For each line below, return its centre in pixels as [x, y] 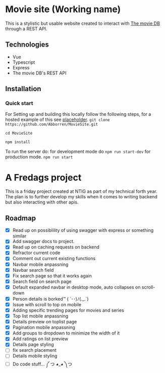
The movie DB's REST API [39, 73]
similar [19, 236]
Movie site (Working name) [63, 9]
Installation [23, 89]
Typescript [24, 62]
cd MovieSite [19, 133]
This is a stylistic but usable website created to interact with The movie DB [83, 23]
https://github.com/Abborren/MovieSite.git [52, 125]
